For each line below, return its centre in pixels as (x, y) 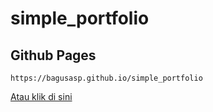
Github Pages (53, 55)
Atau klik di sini (41, 96)
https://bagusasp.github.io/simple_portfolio (106, 78)
